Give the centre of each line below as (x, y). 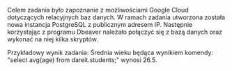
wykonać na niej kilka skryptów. (53, 39)
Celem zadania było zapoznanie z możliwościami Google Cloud (98, 10)
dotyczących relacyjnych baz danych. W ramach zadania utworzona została (116, 17)
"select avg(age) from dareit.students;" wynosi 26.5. (83, 60)
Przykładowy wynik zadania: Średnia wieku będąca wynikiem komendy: (110, 52)
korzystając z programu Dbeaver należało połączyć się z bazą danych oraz (115, 32)
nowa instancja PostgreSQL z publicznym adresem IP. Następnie (100, 24)
